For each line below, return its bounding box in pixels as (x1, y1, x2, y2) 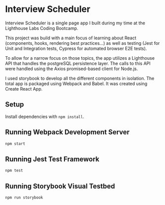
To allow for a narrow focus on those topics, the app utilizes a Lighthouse (5, 55, 155, 61)
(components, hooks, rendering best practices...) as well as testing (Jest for (5, 40, 160, 46)
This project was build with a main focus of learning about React (5, 35, 137, 41)
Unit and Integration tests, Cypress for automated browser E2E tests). (5, 45, 147, 51)
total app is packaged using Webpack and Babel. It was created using (5, 81, 148, 87)
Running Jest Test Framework (5, 155, 100, 163)
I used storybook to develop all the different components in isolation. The (5, 75, 155, 81)
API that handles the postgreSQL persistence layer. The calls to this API (5, 60, 151, 66)
